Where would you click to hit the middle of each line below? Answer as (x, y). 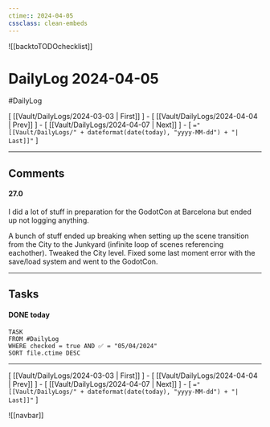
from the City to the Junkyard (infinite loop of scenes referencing (116, 244)
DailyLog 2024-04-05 (84, 78)
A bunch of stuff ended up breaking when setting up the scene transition (129, 236)
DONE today (29, 315)
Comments (37, 173)
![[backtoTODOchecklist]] (51, 46)
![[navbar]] (26, 415)
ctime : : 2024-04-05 (41, 16)
